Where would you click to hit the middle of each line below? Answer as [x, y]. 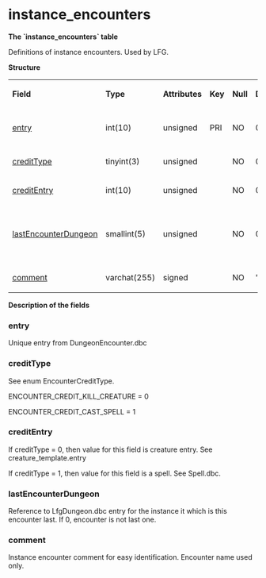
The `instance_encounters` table [63, 37]
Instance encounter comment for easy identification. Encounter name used [130, 557]
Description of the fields [49, 305]
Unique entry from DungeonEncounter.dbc [78, 343]
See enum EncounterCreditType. [61, 381]
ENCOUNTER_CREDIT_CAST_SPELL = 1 [72, 411]
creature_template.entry [47, 457]
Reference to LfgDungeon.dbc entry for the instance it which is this [118, 511]
